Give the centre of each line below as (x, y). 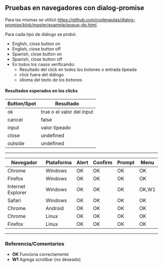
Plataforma (58, 163)
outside (16, 144)
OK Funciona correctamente (40, 254)
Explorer (17, 193)
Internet (16, 186)
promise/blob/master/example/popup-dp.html (51, 25)
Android (55, 208)
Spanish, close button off (37, 59)
